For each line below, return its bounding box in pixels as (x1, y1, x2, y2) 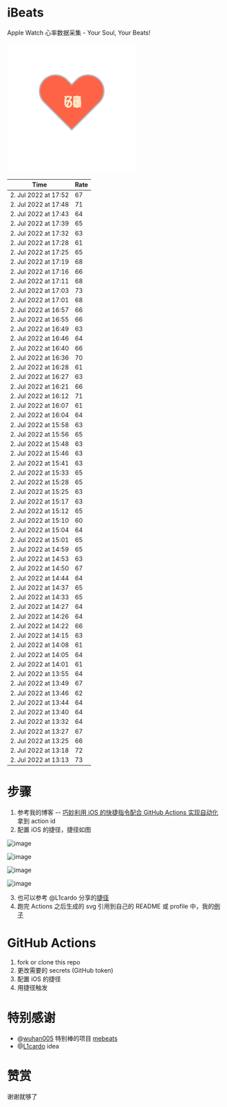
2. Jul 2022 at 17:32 (10, 229, 69, 237)
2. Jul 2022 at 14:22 (10, 621, 69, 630)
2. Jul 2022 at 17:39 (10, 219, 69, 228)
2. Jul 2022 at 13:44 (10, 698, 69, 707)
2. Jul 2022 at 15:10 (10, 517, 69, 525)
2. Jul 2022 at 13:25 (10, 736, 69, 745)
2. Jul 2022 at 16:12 (10, 391, 69, 400)
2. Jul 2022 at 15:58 (10, 420, 69, 428)
